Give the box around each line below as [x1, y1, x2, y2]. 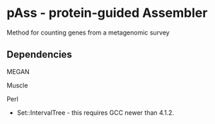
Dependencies [6, 49, 72, 61]
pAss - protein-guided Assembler [6, 5, 208, 21]
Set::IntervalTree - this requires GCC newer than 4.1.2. [16, 108, 175, 117]
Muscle [6, 81, 28, 89]
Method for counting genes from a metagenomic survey [6, 28, 170, 37]
